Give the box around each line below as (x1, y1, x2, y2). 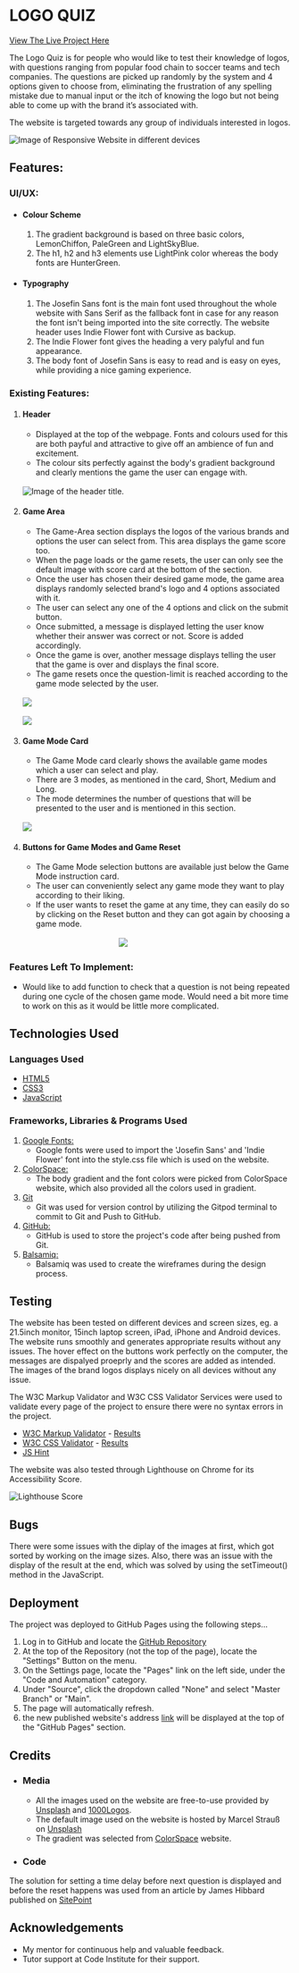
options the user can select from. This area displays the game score (35, 535, 287, 546)
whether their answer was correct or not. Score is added (35, 630, 244, 641)
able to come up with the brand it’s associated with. (9, 99, 199, 110)
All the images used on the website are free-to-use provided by (35, 1794, 270, 1806)
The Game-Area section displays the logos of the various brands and (35, 526, 290, 536)
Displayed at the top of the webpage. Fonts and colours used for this (35, 428, 288, 439)
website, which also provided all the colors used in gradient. (35, 1182, 257, 1193)
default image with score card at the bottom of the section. (35, 564, 253, 575)
